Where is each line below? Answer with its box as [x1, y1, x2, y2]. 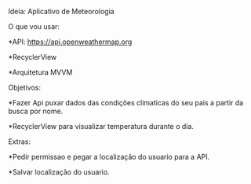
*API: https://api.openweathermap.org [8, 37, 133, 46]
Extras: [8, 137, 31, 146]
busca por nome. [8, 106, 64, 116]
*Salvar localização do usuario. [8, 167, 110, 176]
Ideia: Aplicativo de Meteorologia [8, 7, 115, 16]
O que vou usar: [8, 22, 60, 31]
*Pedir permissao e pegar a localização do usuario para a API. [8, 153, 210, 161]
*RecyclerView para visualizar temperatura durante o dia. [8, 122, 195, 131]
